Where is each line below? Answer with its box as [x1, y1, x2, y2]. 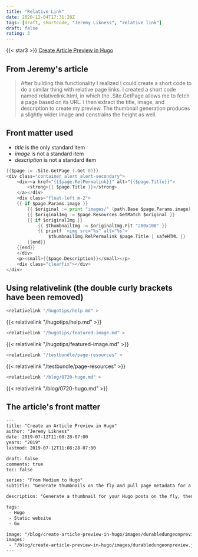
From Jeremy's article [6, 64, 88, 74]
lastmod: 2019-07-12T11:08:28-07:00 [6, 445, 96, 451]
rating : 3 [6, 31, 31, 37]
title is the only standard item [14, 144, 85, 151]
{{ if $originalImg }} [27, 217, 83, 223]
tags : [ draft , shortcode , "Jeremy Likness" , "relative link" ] [6, 19, 162, 25]
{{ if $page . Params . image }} [16, 201, 88, 207]
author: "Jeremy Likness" [6, 429, 70, 435]
